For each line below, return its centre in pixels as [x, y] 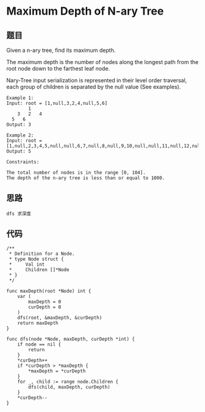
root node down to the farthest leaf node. [58, 69]
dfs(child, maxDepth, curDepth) [70, 387]
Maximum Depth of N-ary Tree [85, 11]
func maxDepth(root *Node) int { [49, 291]
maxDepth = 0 [45, 302]
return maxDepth [38, 323]
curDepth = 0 [45, 307]
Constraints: [23, 162]
